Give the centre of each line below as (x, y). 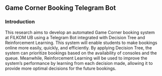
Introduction (20, 22)
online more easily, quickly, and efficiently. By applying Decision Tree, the (79, 47)
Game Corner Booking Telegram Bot (61, 8)
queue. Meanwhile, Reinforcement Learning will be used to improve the (76, 58)
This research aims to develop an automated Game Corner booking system (80, 32)
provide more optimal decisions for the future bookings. (61, 68)
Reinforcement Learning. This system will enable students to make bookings (81, 43)
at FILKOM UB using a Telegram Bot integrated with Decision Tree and (75, 37)
